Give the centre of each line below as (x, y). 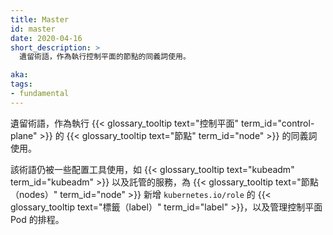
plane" (24, 135)
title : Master (40, 19)
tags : (21, 84)
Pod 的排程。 (37, 219)
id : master (33, 29)
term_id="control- (278, 123)
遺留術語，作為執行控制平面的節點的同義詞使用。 (105, 57)
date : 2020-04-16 (46, 38)
